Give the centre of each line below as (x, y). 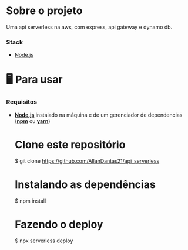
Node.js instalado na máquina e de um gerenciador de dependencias (98, 115)
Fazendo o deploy (59, 224)
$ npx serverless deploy (44, 241)
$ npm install (30, 201)
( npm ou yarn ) (32, 121)
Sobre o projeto (44, 11)
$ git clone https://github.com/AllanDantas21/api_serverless (87, 161)
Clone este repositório (70, 144)
